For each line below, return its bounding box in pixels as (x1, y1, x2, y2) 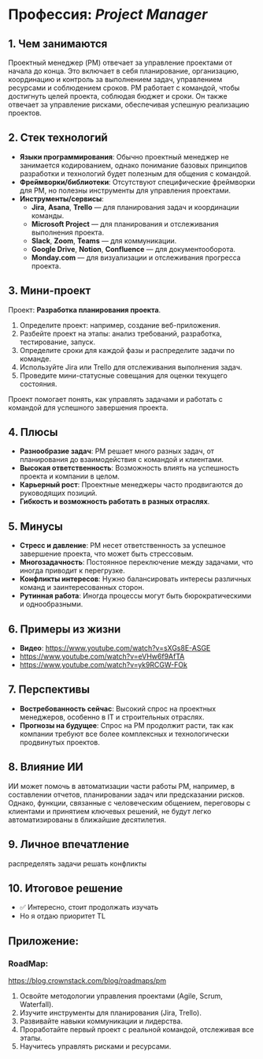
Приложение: (8, 934, 80, 948)
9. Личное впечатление (8, 838, 130, 851)
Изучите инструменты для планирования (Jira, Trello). (19, 1008, 202, 1017)
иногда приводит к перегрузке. (19, 566, 125, 576)
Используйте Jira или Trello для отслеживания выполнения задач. (19, 362, 243, 372)
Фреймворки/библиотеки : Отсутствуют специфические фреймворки (19, 177, 256, 186)
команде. (19, 354, 51, 363)
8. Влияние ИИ (8, 760, 83, 774)
